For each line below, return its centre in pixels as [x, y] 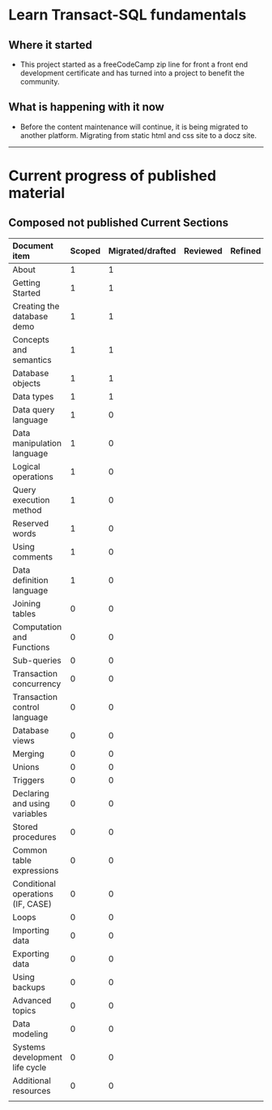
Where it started [51, 45]
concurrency [37, 684]
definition [30, 580]
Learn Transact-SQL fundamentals [127, 15]
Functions [31, 647]
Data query [34, 409]
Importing [31, 930]
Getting [26, 283]
